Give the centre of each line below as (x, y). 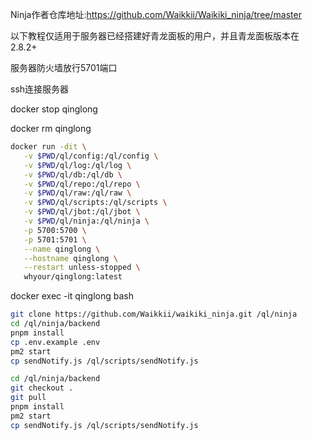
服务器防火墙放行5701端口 (64, 67)
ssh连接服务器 (40, 89)
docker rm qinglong (51, 128)
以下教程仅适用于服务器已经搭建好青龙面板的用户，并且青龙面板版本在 (155, 36)
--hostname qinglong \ (70, 258)
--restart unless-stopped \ (82, 268)
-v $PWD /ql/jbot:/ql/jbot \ (82, 212)
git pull (28, 398)
